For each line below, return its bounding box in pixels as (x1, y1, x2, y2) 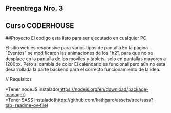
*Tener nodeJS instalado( (5, 86, 60, 92)
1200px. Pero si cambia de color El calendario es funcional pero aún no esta (5, 61, 165, 67)
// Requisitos (5, 76, 32, 82)
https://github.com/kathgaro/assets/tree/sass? (55, 97, 154, 103)
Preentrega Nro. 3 (5, 4, 63, 13)
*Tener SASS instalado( (5, 97, 55, 103)
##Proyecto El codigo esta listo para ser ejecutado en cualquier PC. (5, 35, 148, 41)
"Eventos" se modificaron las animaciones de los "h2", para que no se (5, 50, 153, 56)
